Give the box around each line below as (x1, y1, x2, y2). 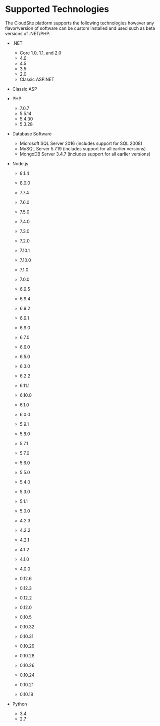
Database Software (12, 130, 52, 136)
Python (12, 701, 27, 707)
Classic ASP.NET (19, 76, 54, 82)
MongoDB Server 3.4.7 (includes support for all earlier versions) (19, 151, 151, 157)
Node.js (12, 160, 29, 166)
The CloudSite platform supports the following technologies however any (5, 20, 155, 26)
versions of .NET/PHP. (5, 30, 51, 36)
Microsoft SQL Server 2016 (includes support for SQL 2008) (19, 140, 143, 146)
